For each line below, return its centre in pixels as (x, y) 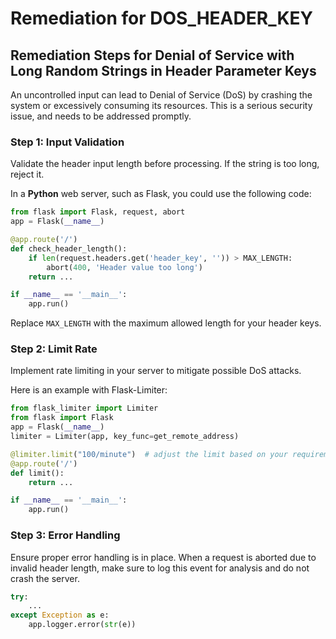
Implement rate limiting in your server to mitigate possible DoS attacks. (156, 371)
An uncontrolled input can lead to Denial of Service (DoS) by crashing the (161, 95)
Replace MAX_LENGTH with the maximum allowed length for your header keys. (166, 323)
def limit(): (37, 473)
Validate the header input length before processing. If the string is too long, (165, 164)
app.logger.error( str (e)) (82, 625)
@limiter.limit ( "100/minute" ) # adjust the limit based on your (149, 454)
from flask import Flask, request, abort (98, 212)
